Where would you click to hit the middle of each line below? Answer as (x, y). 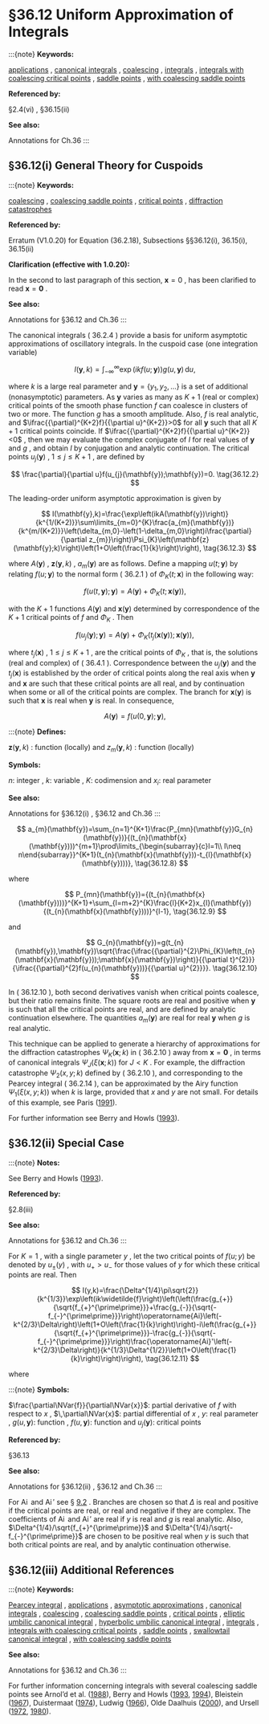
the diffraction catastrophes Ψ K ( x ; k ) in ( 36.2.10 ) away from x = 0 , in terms (134, 1053)
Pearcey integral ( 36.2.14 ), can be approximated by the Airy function (123, 1083)
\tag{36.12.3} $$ (230, 548)
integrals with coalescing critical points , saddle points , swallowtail (119, 1630)
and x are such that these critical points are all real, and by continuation (126, 683)
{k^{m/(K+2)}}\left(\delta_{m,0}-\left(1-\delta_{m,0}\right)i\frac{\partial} (135, 531)
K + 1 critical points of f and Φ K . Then (71, 618)
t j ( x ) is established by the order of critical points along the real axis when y (132, 674)
